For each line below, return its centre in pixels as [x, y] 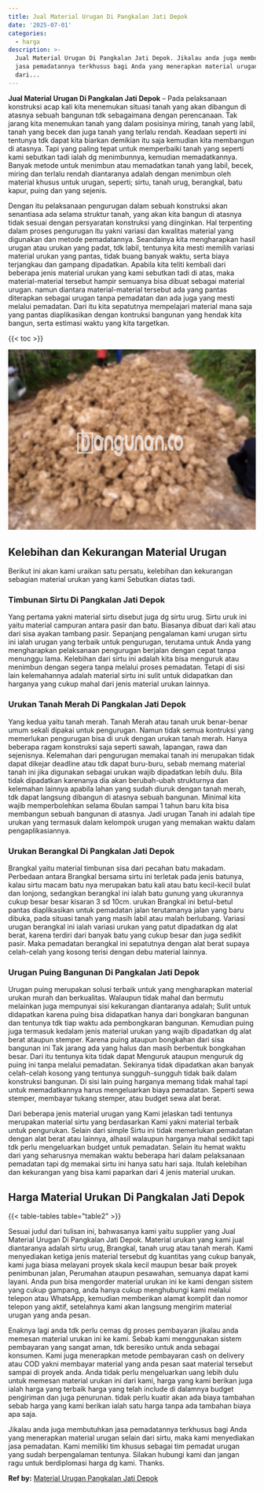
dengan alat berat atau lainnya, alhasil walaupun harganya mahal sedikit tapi [131, 1139]
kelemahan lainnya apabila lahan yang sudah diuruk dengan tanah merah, [127, 788]
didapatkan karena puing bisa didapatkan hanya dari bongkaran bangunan [128, 1015]
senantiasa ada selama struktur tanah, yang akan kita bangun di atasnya [125, 214]
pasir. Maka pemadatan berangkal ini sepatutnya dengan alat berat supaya [129, 943]
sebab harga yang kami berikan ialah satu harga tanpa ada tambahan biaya [130, 1406]
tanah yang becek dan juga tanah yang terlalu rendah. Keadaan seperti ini [128, 132]
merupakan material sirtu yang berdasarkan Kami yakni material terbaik [124, 1122]
